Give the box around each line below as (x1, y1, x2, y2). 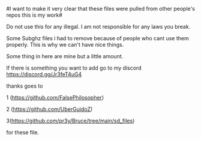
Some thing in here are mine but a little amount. (6, 53, 124, 59)
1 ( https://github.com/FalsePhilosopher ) (6, 94, 104, 101)
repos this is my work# (6, 11, 63, 19)
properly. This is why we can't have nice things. (6, 41, 124, 48)
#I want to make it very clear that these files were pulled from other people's (6, 5, 195, 12)
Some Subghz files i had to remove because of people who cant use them (6, 35, 189, 41)
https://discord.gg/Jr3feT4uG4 (6, 71, 82, 77)
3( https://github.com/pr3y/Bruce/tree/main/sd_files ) (6, 117, 135, 124)
